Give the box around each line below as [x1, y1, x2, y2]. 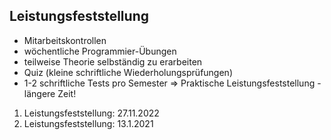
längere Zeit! [23, 87, 77, 99]
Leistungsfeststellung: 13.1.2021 [23, 117, 154, 129]
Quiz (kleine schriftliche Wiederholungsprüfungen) [23, 66, 233, 78]
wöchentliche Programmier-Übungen [23, 45, 177, 57]
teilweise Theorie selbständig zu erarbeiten [23, 55, 203, 68]
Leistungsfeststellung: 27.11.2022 [23, 107, 160, 119]
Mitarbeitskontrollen [23, 34, 107, 46]
